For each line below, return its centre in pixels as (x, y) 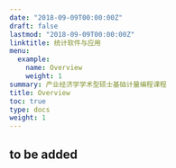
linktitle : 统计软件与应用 (56, 43)
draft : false (34, 26)
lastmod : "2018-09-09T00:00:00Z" (72, 34)
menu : (19, 51)
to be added (44, 154)
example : (34, 59)
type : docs (30, 110)
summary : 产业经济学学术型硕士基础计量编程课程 (88, 84)
